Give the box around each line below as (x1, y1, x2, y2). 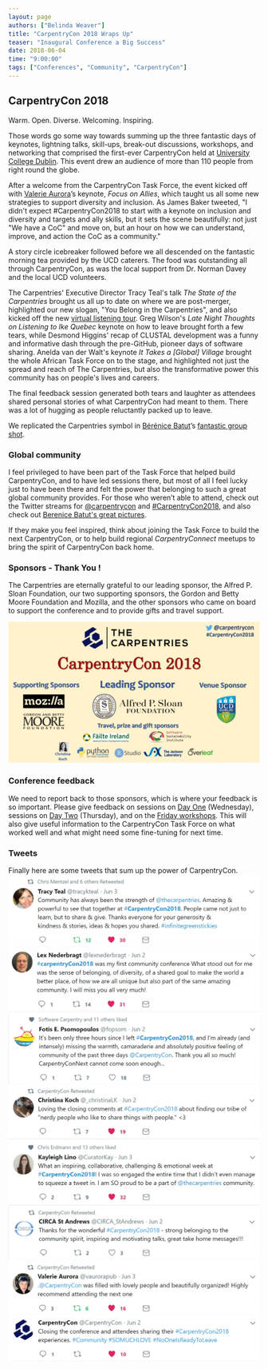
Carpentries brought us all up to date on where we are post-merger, (8, 296, 231, 305)
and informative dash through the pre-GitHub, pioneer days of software (8, 338, 243, 348)
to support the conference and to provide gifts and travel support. (8, 606, 225, 616)
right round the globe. (8, 165, 80, 174)
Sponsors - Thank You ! (8, 562, 101, 573)
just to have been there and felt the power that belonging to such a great (8, 484, 246, 493)
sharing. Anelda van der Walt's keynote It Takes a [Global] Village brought (8, 347, 252, 357)
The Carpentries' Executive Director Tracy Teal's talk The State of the (8, 288, 237, 297)
